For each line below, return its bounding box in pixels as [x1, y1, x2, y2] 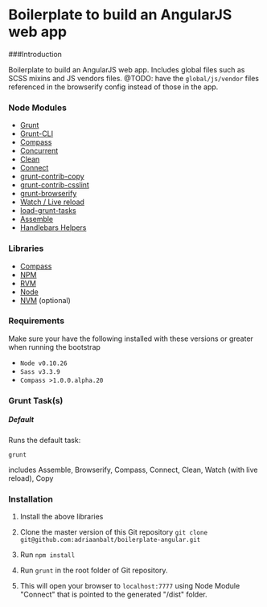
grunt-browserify [19, 189, 77, 199]
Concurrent [19, 146, 59, 156]
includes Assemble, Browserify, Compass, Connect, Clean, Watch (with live [8, 465, 258, 474]
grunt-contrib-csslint [19, 180, 90, 190]
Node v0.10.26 [19, 359, 68, 367]
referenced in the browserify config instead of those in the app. [8, 82, 219, 92]
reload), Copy [8, 473, 54, 483]
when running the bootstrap [8, 342, 101, 351]
